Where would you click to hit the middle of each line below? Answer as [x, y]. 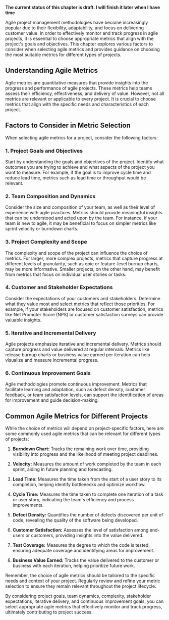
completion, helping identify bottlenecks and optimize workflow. [79, 485]
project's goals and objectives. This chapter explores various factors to [79, 44]
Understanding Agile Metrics [52, 70]
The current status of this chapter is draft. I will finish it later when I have [83, 7]
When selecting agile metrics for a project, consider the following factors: [81, 137]
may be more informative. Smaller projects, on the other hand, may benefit [83, 269]
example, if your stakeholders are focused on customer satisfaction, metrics [84, 309]
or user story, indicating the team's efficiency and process [73, 500]
